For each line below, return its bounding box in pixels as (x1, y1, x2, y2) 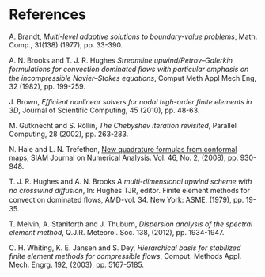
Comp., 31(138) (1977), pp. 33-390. (9, 40, 123, 49)
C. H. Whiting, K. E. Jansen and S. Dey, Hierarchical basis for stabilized (9, 243, 241, 252)
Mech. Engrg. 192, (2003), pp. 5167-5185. (9, 260, 145, 269)
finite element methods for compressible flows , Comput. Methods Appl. (9, 251, 242, 260)
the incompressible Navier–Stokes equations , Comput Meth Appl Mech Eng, (9, 73, 257, 82)
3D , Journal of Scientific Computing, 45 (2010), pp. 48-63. (9, 105, 200, 115)
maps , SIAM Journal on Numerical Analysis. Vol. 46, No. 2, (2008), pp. (9, 153, 239, 162)
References (9, 6, 86, 24)
